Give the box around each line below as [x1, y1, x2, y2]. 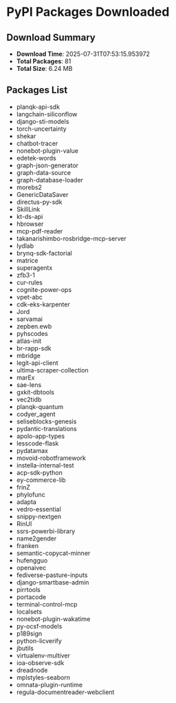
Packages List [6, 84, 68, 96]
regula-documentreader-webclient [16, 688, 115, 696]
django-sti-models [16, 117, 69, 125]
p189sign [16, 629, 43, 638]
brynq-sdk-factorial [16, 249, 73, 257]
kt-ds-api [16, 212, 43, 220]
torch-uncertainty [16, 125, 67, 133]
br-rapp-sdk [16, 344, 52, 352]
